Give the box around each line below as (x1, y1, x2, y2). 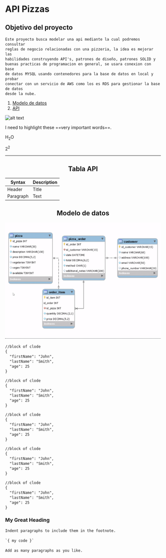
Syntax (10, 179, 26, 185)
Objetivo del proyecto (5, 23, 73, 32)
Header (7, 187, 23, 193)
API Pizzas (5, 3, 50, 15)
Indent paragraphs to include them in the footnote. (5, 528, 116, 533)
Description (33, 179, 58, 185)
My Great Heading (5, 516, 50, 523)
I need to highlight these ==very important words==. (5, 125, 112, 130)
